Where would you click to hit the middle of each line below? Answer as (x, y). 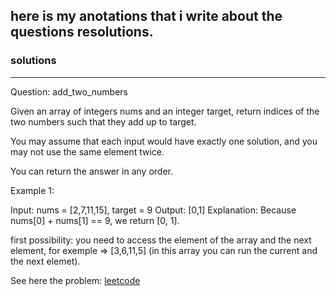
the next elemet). (45, 261)
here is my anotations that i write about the (146, 16)
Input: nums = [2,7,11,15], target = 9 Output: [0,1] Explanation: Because (153, 210)
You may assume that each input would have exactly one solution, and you (164, 141)
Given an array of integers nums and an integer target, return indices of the (165, 111)
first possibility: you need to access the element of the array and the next (161, 240)
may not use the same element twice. (87, 151)
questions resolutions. (82, 32)
